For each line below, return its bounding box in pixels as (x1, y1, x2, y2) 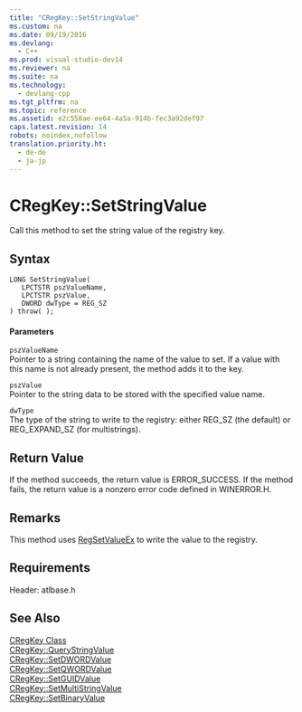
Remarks (9, 510, 61, 526)
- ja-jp (17, 156, 47, 166)
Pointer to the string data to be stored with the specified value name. (9, 389, 265, 400)
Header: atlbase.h (9, 584, 76, 595)
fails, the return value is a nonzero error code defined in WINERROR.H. (9, 484, 272, 495)
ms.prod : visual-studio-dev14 (9, 55, 124, 64)
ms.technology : (9, 81, 67, 90)
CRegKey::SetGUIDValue (9, 673, 101, 684)
